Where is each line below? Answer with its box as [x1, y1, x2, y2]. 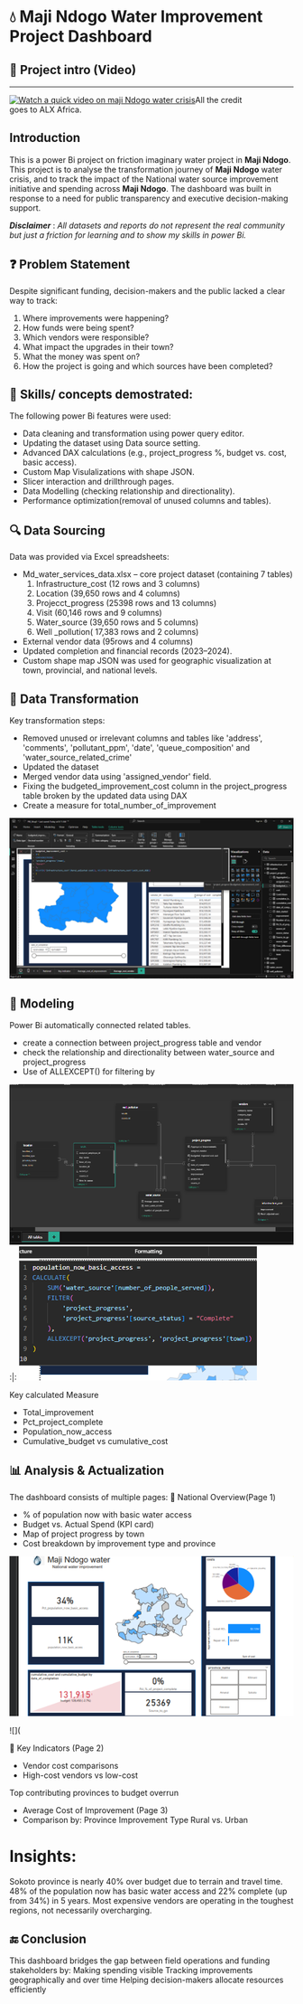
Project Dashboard [9, 26, 152, 47]
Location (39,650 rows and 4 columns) [35, 588, 180, 599]
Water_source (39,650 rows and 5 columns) [35, 617, 199, 628]
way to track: [9, 295, 59, 306]
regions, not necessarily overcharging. [9, 1905, 152, 1916]
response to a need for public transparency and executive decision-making [9, 193, 289, 203]
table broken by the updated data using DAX [22, 790, 188, 801]
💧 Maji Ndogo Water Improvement [9, 6, 263, 27]
